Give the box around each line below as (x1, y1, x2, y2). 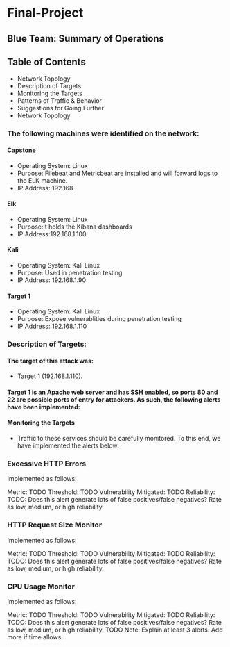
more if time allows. (7, 632, 64, 641)
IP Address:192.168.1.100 (17, 229, 87, 238)
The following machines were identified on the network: (7, 129, 200, 138)
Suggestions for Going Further (17, 104, 104, 113)
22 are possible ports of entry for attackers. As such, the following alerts (7, 395, 221, 404)
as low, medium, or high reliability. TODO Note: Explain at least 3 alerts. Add (7, 625, 223, 634)
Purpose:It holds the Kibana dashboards (17, 222, 133, 231)
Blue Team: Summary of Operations (7, 33, 165, 44)
